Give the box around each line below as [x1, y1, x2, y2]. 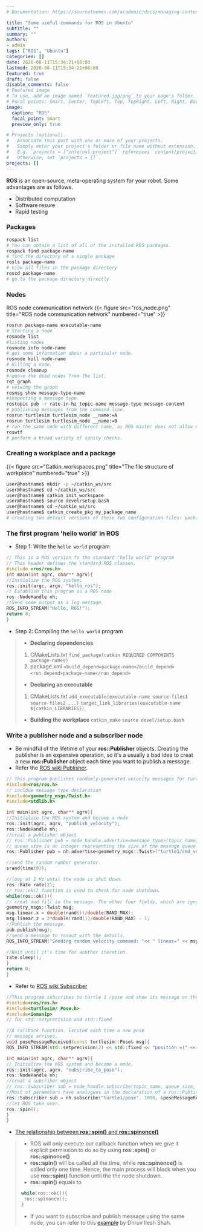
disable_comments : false [6, 82, 69, 88]
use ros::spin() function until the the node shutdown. [30, 1172, 163, 1179]
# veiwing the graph [6, 384, 59, 390]
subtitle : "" [6, 25, 39, 31]
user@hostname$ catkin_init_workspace [6, 492, 104, 498]
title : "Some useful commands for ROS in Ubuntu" [6, 19, 134, 26]
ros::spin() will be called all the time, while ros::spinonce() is [30, 1159, 183, 1167]
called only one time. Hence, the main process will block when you [30, 1166, 196, 1173]
